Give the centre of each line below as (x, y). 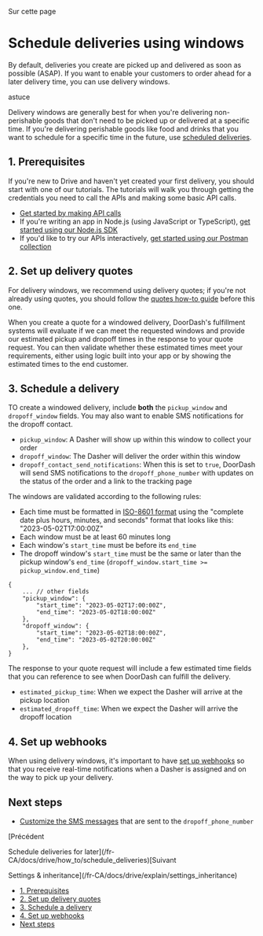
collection (35, 246)
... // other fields (56, 592)
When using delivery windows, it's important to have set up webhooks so (126, 761)
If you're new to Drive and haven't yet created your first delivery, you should (131, 181)
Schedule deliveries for (46, 852)
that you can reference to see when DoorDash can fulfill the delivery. (120, 677)
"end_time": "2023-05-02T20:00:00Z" (96, 640)
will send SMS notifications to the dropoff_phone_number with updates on (136, 473)
